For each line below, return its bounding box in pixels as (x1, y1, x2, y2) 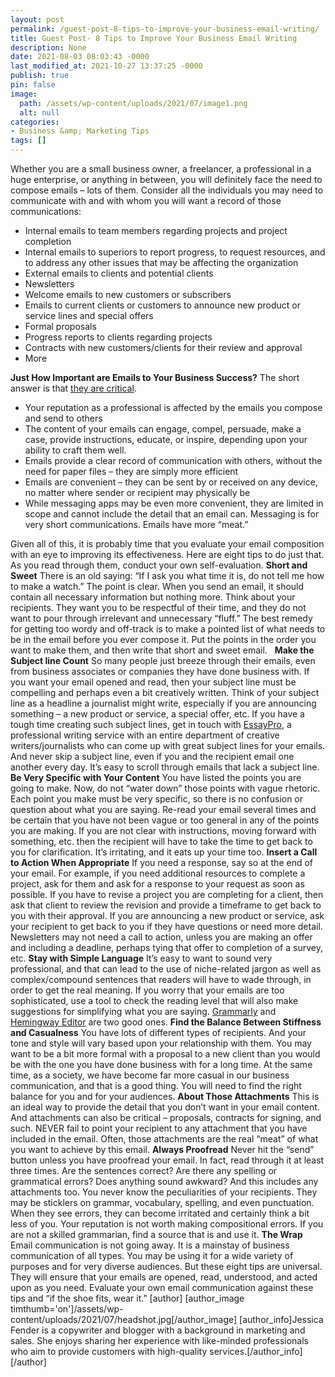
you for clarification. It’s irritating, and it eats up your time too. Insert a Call (10, 846, 318, 858)
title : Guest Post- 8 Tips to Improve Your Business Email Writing (10, 33, 298, 43)
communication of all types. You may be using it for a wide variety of (10, 1250, 294, 1261)
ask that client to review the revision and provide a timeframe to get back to (10, 899, 322, 911)
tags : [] (10, 136, 47, 146)
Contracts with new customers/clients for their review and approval (24, 342, 303, 353)
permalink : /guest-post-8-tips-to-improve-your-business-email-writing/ (10, 24, 320, 34)
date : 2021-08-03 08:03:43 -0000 (10, 52, 150, 62)
